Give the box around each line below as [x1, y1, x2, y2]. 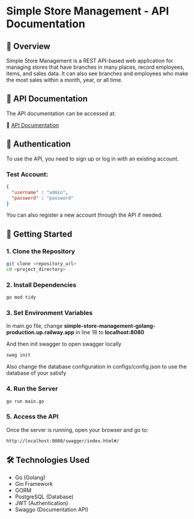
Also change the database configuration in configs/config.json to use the [6, 363, 187, 371]
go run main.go [6, 398, 44, 404]
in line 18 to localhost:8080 [75, 329, 145, 336]
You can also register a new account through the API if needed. [6, 211, 163, 218]
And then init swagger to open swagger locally [6, 340, 122, 348]
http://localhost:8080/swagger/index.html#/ [6, 438, 120, 444]
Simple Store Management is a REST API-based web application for [6, 57, 174, 64]
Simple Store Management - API [6, 4, 169, 18]
